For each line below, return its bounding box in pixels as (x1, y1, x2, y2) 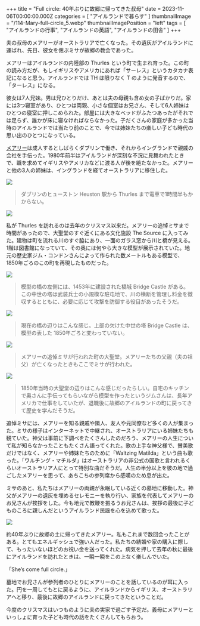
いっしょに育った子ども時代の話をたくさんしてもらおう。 (6, 613, 147, 621)
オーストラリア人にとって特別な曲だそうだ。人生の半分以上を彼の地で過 (16, 464, 193, 471)
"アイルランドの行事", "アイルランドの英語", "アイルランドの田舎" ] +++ (6, 26, 182, 33)
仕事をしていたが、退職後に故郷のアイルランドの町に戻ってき (41, 399, 192, 406)
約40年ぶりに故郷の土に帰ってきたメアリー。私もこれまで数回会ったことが (6, 531, 190, 538)
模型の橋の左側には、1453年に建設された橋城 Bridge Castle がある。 (20, 283, 189, 290)
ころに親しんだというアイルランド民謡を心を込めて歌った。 (16, 507, 162, 514)
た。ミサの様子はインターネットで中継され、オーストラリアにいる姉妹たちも (6, 427, 194, 434)
